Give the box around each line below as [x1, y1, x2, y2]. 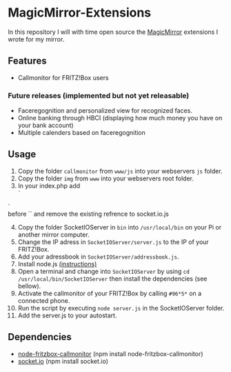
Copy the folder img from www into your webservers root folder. [17, 174, 194, 183]
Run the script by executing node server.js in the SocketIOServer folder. [17, 304, 225, 312]
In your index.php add [17, 181, 81, 189]
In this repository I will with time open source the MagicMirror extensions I [8, 28, 219, 36]
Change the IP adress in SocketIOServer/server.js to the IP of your [17, 237, 209, 246]
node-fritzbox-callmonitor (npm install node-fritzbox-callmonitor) [17, 349, 203, 357]
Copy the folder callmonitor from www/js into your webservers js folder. [17, 167, 223, 175]
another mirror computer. [17, 230, 90, 239]
